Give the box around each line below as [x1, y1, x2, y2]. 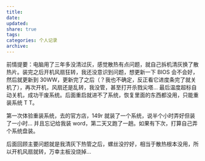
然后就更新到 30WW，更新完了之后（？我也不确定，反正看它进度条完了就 [6, 76, 191, 83]
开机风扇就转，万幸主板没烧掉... [11, 148, 92, 155]
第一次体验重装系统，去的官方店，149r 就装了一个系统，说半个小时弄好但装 [6, 111, 195, 119]
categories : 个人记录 [6, 37, 58, 43]
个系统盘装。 [6, 127, 38, 135]
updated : [6, 20, 29, 26]
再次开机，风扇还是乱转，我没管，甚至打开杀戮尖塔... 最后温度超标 [24, 83, 192, 91]
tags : [6, 32, 20, 38]
